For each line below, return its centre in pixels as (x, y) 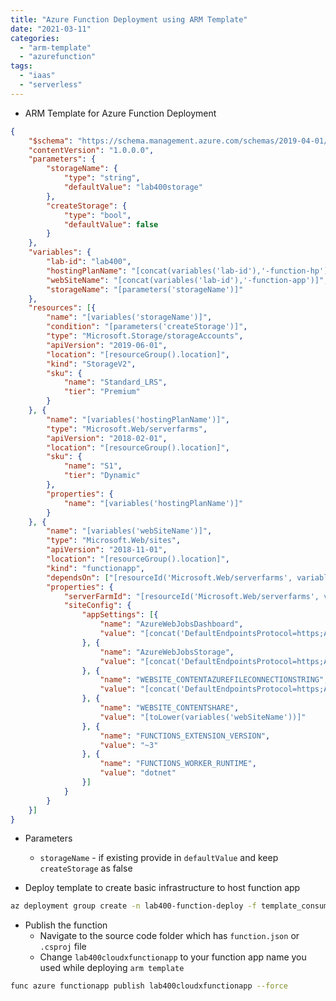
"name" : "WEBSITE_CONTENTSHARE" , (169, 708)
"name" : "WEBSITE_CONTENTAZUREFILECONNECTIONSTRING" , (214, 680)
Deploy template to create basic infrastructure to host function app (162, 888)
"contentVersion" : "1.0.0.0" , (91, 150)
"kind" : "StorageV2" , (91, 364)
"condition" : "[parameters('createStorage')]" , (147, 327)
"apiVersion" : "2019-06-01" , (107, 345)
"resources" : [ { (62, 308)
